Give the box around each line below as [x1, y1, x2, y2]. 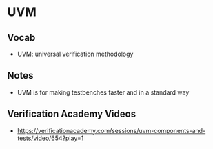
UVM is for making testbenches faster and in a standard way [17, 88, 190, 97]
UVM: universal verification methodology [17, 50, 134, 58]
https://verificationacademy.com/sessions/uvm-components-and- [17, 126, 206, 135]
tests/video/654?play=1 [17, 134, 84, 142]
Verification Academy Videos [7, 108, 136, 120]
